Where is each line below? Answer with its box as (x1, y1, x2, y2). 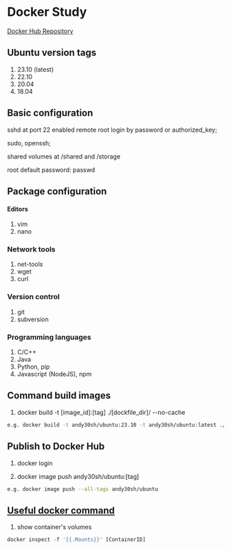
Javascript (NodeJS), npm (16, 370, 92, 378)
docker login (16, 459, 53, 467)
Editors (7, 205, 29, 213)
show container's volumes (16, 523, 92, 531)
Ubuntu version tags (7, 47, 97, 59)
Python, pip (16, 363, 50, 371)
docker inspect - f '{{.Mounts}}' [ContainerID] (7, 536, 146, 543)
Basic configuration (7, 108, 93, 119)
